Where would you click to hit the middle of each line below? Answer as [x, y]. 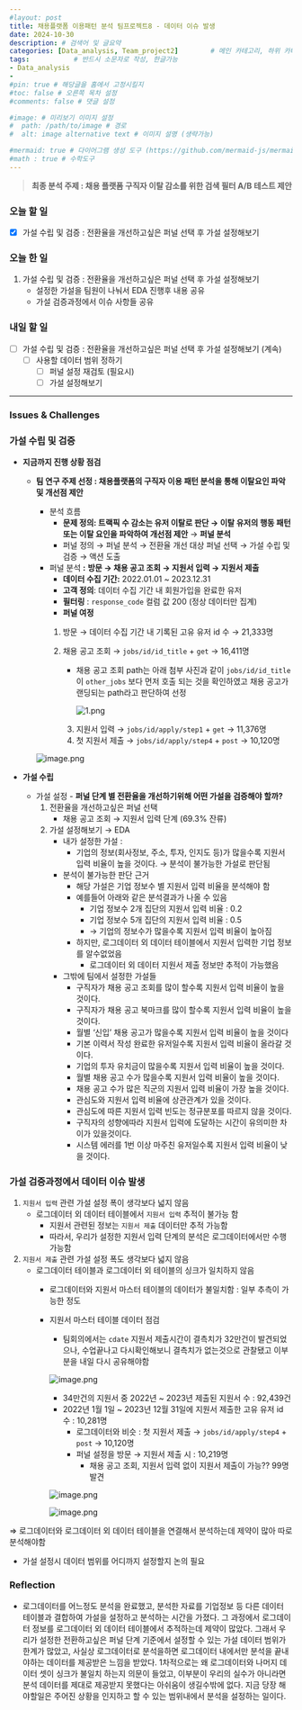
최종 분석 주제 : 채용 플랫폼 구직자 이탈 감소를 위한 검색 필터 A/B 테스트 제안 [161, 185]
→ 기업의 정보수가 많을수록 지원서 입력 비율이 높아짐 [181, 931]
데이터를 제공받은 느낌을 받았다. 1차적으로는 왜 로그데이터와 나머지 [162, 1662]
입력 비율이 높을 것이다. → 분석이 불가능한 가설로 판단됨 [173, 864]
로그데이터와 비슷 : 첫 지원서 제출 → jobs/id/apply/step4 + [182, 1432]
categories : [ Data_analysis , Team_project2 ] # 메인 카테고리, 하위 [145, 51]
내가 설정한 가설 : [93, 841]
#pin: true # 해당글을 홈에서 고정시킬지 [76, 85]
